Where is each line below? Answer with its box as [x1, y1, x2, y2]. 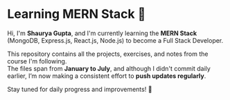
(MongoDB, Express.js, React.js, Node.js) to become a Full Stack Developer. [7, 36, 224, 44]
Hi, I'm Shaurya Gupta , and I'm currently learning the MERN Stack [7, 29, 197, 37]
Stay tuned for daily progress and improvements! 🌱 [7, 85, 152, 93]
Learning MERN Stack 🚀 [7, 6, 146, 22]
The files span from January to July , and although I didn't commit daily [7, 64, 211, 72]
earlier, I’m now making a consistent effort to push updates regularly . [7, 72, 206, 80]
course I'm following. [7, 57, 67, 65]
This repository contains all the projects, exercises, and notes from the [7, 50, 209, 58]
